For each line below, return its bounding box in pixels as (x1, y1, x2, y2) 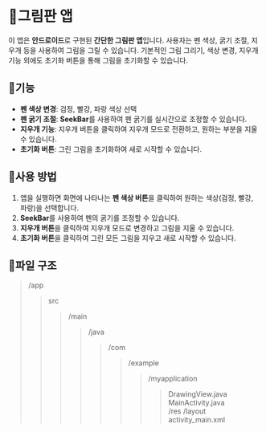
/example (128, 358, 159, 368)
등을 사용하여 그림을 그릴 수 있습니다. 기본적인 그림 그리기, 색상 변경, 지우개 (23, 45, 259, 55)
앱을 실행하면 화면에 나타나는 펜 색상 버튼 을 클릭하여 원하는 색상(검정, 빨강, (19, 193, 254, 202)
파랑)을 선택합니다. (19, 202, 79, 213)
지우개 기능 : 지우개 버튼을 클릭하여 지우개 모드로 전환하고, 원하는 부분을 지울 (19, 124, 258, 133)
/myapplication (148, 374, 198, 384)
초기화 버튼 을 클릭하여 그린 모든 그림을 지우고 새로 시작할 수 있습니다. (19, 233, 236, 242)
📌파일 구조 (8, 259, 58, 272)
